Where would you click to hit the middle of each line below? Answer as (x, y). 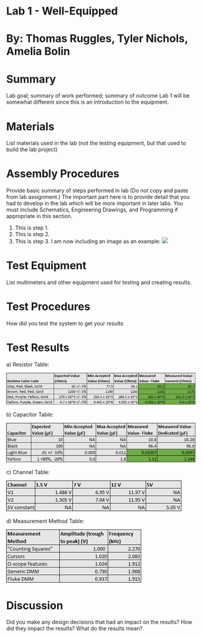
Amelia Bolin (38, 52)
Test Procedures (48, 307)
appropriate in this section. (39, 216)
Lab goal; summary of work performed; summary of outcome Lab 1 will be (98, 96)
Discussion (35, 605)
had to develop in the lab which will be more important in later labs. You (95, 204)
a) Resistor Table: (28, 364)
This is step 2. (32, 234)
